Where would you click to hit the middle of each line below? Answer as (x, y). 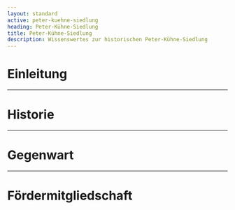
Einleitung (37, 74)
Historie (31, 115)
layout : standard (33, 14)
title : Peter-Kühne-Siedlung (50, 33)
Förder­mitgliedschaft (70, 196)
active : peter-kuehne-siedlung (53, 20)
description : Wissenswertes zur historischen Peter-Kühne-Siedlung (108, 40)
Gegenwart (41, 155)
